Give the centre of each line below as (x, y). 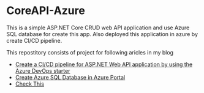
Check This (30, 84)
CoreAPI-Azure (46, 11)
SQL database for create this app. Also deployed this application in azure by (102, 34)
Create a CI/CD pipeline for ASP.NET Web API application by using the (104, 64)
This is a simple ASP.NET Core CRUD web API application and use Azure (98, 28)
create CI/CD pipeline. (34, 40)
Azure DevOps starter (43, 70)
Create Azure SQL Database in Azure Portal (70, 77)
